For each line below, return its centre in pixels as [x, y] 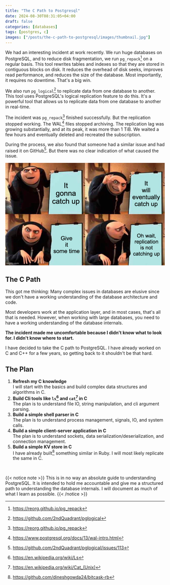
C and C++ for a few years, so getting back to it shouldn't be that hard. [79, 353]
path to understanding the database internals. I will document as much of [81, 489]
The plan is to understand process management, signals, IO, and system [88, 420]
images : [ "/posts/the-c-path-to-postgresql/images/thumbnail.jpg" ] [78, 37]
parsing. [21, 409]
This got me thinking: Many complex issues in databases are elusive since [82, 291]
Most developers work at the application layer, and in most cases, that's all [83, 312]
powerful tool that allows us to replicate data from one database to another [83, 102]
